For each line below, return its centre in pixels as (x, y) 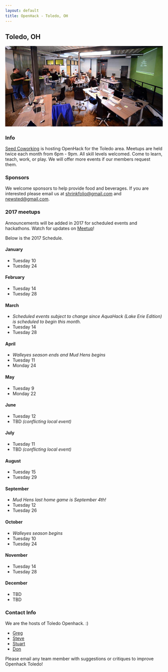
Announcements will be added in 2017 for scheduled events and (71, 223)
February (15, 277)
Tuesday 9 (23, 388)
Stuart (19, 644)
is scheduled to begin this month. (47, 322)
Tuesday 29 (24, 477)
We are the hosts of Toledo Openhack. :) (47, 623)
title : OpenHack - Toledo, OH (37, 16)
